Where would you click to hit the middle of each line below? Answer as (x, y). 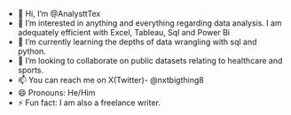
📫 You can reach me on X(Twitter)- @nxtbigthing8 (110, 80)
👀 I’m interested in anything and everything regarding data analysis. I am (149, 23)
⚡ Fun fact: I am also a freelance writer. (89, 103)
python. (31, 51)
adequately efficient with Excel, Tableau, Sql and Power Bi (124, 32)
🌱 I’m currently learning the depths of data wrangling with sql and (137, 42)
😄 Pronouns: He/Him (56, 92)
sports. (31, 70)
